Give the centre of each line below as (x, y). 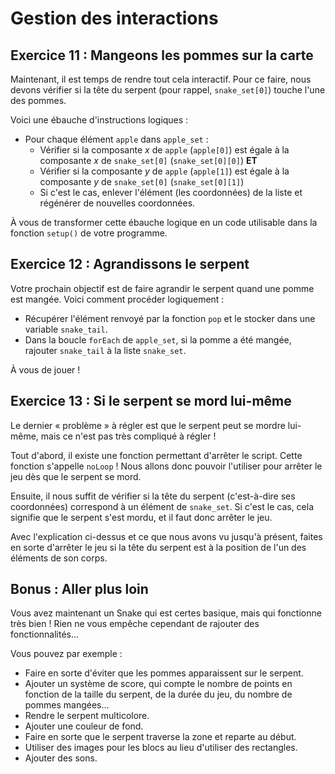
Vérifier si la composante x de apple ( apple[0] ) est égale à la (164, 150)
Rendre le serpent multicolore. (87, 716)
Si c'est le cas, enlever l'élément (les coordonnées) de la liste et (171, 192)
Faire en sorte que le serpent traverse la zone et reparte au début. (160, 737)
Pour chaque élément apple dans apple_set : (116, 139)
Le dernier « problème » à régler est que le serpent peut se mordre (148, 425)
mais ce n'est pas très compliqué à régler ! (128, 436)
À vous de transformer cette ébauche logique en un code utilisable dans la (164, 222)
